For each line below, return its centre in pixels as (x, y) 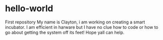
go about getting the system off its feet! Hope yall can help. (65, 32)
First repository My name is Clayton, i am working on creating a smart (75, 22)
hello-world (29, 9)
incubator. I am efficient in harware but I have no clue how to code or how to (82, 27)
